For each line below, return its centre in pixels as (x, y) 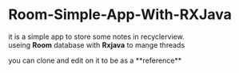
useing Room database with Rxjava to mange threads (97, 44)
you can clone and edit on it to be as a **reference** (95, 60)
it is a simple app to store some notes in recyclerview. (97, 36)
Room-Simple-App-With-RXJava (120, 15)
